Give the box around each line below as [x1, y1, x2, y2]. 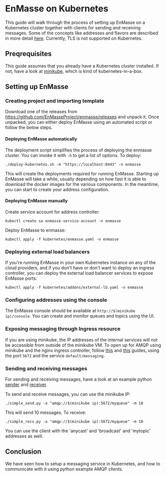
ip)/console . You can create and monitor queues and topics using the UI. [5, 313, 155, 319]
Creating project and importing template [5, 97, 104, 104]
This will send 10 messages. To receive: [5, 409, 86, 415]
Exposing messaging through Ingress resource [5, 325, 121, 332]
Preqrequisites [5, 50, 52, 58]
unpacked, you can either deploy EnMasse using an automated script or [5, 119, 153, 125]
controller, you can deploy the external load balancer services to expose [5, 270, 153, 276]
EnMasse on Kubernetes [5, 3, 108, 14]
